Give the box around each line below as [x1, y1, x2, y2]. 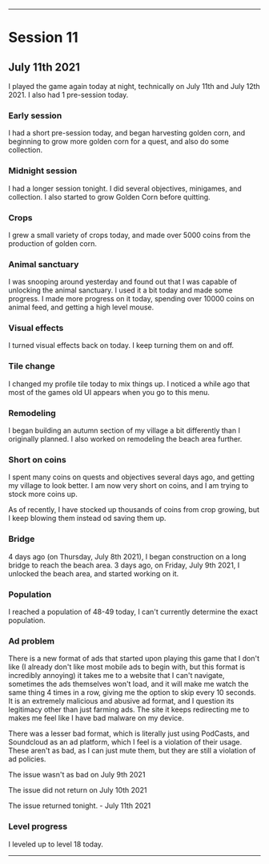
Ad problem [8, 635, 55, 646]
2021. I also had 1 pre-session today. [8, 90, 129, 99]
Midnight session [8, 165, 78, 176]
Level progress [8, 821, 68, 832]
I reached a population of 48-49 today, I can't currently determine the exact [8, 607, 259, 616]
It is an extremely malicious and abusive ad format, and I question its [8, 696, 235, 706]
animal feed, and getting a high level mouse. [8, 302, 155, 313]
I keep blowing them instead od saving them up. [8, 514, 167, 523]
